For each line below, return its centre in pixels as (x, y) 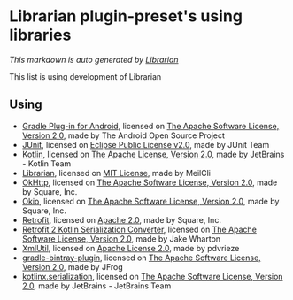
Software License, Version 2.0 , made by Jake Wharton (121, 238)
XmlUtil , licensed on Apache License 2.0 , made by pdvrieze (131, 248)
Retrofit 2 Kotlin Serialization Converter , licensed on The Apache (139, 229)
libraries (40, 35)
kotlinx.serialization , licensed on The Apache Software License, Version (152, 276)
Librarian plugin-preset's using (126, 16)
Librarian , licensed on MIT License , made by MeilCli (116, 173)
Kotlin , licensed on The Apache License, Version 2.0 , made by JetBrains (153, 154)
